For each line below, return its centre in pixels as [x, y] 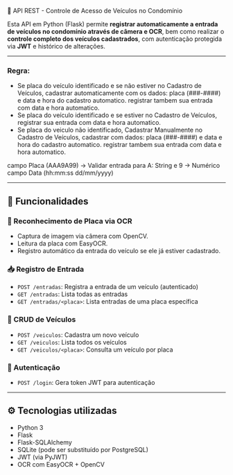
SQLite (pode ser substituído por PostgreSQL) [83, 449]
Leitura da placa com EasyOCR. [62, 243]
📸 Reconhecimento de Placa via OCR [70, 221]
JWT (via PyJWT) [42, 457]
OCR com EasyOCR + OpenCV [61, 464]
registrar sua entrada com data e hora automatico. [89, 123]
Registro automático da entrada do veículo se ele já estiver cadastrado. [119, 250]
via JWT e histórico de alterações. [57, 46]
